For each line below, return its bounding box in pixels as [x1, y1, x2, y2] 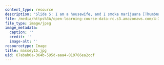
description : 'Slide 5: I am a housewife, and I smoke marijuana [5, 12, 141, 17]
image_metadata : [5, 25, 38, 30]
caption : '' [9, 30, 34, 35]
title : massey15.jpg [5, 48, 47, 53]
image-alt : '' [9, 39, 38, 44]
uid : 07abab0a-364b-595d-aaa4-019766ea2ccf [5, 52, 95, 58]
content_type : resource [5, 7, 54, 12]
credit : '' [9, 35, 32, 40]
